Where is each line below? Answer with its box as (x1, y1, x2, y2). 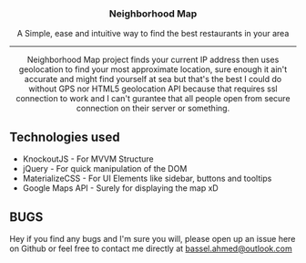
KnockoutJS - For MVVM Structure (22, 153, 155, 164)
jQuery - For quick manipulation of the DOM (22, 163, 188, 174)
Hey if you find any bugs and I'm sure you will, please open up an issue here (9, 233, 296, 244)
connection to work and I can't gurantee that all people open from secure (15, 93, 291, 104)
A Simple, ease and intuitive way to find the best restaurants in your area (16, 28, 290, 39)
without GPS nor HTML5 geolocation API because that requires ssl (28, 83, 278, 94)
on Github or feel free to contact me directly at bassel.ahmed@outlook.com (9, 243, 293, 254)
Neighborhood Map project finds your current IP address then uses (26, 54, 280, 66)
